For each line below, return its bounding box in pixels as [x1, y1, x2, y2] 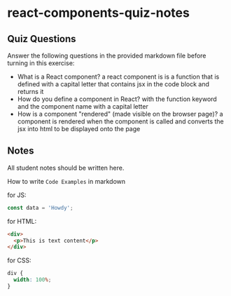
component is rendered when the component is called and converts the [17, 117, 224, 126]
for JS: [7, 191, 27, 199]
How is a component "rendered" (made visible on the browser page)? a [17, 110, 223, 118]
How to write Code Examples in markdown [7, 177, 126, 185]
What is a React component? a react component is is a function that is [17, 72, 220, 81]
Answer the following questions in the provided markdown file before [7, 51, 206, 60]
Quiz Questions [7, 33, 76, 45]
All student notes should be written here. [7, 163, 125, 172]
